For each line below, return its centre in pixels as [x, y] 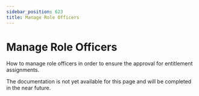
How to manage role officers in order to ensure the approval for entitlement [99, 64]
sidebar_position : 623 [35, 12]
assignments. [23, 70]
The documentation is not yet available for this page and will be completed [99, 82]
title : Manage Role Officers [43, 17]
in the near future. [29, 88]
